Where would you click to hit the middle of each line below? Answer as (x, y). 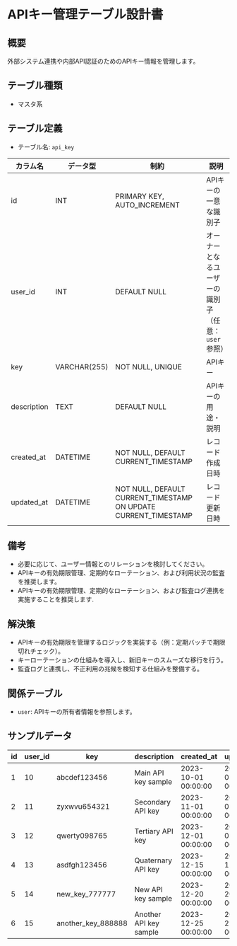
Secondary (153, 802)
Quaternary (153, 860)
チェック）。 (47, 651)
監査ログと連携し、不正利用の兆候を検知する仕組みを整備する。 (110, 669)
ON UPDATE (135, 507)
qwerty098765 (82, 836)
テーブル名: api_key (46, 146)
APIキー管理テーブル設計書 (85, 15)
